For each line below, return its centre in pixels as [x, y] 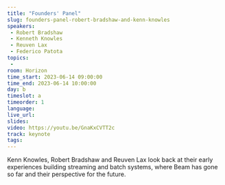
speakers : [21, 26]
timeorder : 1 [26, 102]
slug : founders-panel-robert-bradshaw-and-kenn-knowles [88, 20]
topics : [18, 58]
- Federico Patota [36, 52]
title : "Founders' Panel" [44, 13]
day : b [16, 89]
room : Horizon [27, 70]
